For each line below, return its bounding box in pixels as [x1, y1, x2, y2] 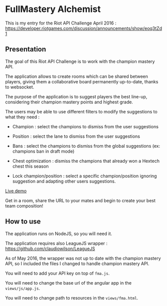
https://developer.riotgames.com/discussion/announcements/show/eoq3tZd [5, 25, 162, 31]
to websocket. [5, 84, 34, 90]
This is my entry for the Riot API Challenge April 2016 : [5, 20, 117, 26]
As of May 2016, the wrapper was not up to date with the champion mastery [5, 255, 161, 261]
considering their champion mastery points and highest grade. [5, 99, 133, 105]
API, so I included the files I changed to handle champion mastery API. [5, 261, 150, 267]
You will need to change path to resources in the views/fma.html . [5, 295, 139, 301]
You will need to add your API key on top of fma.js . [5, 270, 110, 276]
